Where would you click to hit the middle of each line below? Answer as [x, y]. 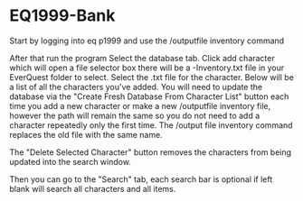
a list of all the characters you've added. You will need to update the [136, 87]
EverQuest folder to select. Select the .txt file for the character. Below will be [151, 77]
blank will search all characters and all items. [93, 188]
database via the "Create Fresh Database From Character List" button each [149, 96]
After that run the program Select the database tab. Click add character [142, 58]
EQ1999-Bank [62, 16]
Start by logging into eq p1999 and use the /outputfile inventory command [147, 41]
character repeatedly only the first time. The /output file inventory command [151, 125]
